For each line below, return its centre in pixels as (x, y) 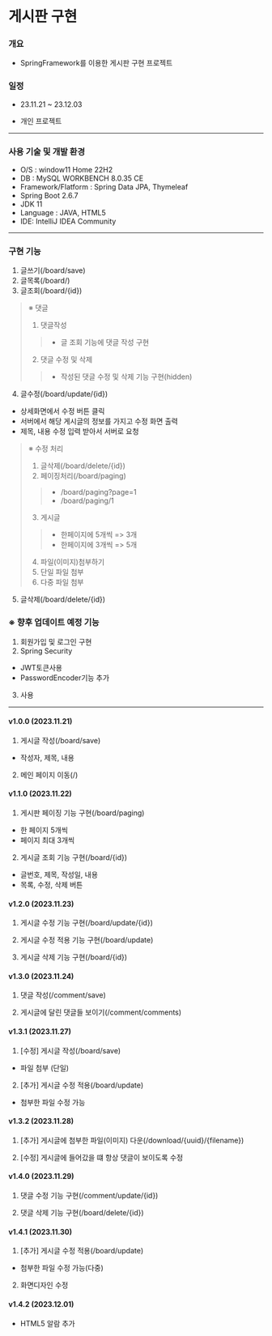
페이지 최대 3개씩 (47, 840)
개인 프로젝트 (41, 121)
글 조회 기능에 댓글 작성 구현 (105, 343)
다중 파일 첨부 (62, 582)
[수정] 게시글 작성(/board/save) (70, 1050)
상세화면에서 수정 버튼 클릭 (62, 411)
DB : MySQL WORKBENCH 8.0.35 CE (82, 178)
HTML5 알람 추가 (47, 1323)
